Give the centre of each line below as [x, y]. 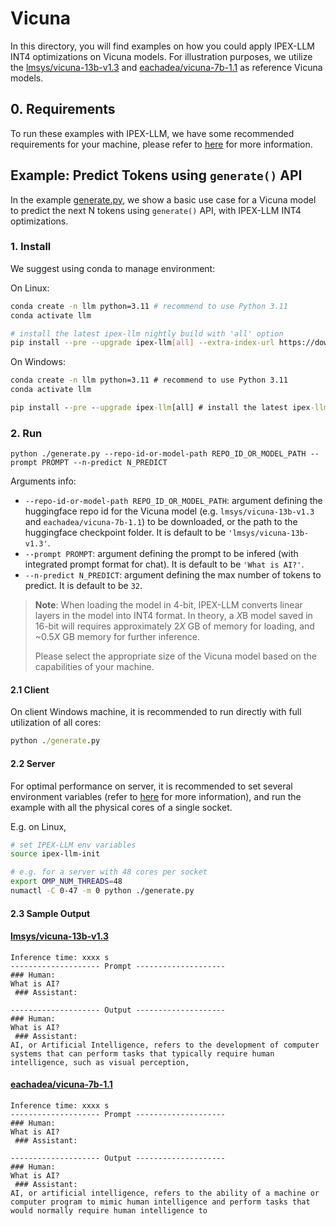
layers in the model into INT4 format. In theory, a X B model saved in [173, 616]
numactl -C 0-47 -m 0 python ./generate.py [102, 891]
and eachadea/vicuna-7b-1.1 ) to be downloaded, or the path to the [161, 522]
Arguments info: [43, 481]
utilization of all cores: [56, 723]
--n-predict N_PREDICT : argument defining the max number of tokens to [173, 575]
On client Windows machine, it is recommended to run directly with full [156, 712]
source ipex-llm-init [55, 854]
